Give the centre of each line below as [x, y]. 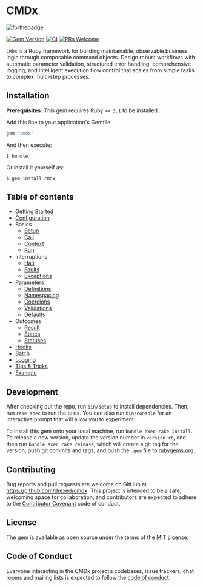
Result [32, 328]
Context [34, 244]
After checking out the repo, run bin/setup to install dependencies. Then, [98, 407]
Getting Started [34, 212]
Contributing [31, 470]
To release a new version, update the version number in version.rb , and [96, 438]
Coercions [37, 302]
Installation [28, 96]
